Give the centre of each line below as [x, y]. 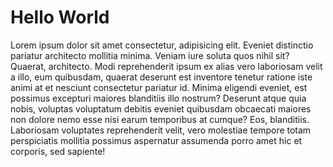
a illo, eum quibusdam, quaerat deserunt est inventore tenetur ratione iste [161, 77]
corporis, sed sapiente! [58, 151]
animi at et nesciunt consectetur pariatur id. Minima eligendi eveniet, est [159, 87]
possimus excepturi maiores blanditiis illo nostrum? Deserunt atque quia [158, 98]
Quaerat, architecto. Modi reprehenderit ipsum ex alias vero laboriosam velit [166, 66]
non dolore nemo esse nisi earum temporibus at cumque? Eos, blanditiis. [160, 119]
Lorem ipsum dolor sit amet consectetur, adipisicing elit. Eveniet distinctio [162, 45]
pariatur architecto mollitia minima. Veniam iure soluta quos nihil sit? [150, 55]
